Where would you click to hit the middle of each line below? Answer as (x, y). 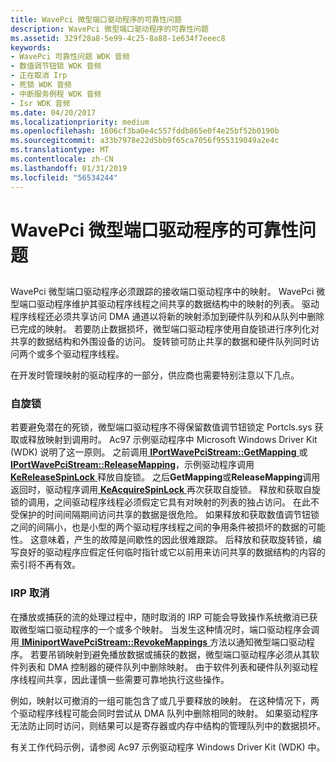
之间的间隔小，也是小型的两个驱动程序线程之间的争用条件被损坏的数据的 (159, 527)
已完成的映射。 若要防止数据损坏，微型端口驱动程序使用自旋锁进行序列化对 (165, 329)
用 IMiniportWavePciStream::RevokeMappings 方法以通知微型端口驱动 (158, 642)
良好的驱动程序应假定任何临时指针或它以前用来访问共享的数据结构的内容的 (172, 552)
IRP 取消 (30, 593)
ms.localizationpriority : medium (80, 122)
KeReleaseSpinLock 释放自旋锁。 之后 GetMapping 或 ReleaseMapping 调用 (165, 477)
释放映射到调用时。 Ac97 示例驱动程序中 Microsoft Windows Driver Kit (172, 440)
